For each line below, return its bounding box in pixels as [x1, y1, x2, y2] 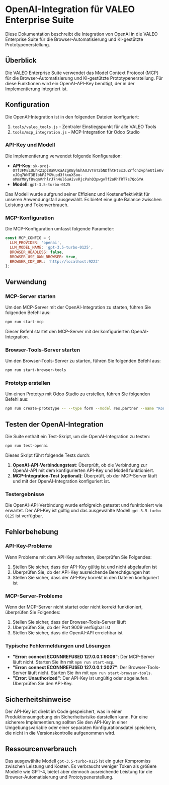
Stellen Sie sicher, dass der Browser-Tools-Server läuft [12, 619, 126, 625]
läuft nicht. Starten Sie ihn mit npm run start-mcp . [12, 659, 115, 665]
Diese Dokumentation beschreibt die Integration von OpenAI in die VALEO [5, 31, 158, 37]
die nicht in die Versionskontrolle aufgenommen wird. [5, 730, 116, 736]
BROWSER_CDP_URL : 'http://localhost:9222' [10, 259, 100, 264]
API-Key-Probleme [5, 542, 52, 550]
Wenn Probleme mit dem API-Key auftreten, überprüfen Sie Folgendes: [5, 554, 152, 560]
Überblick [5, 56, 37, 65]
